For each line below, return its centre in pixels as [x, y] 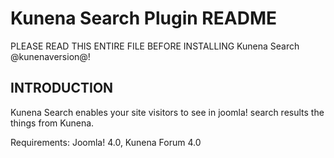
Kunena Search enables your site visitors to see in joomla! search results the [167, 112]
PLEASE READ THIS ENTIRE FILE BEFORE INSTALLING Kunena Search [155, 46]
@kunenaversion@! [50, 56]
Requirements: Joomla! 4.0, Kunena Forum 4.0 [106, 142]
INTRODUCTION [62, 88]
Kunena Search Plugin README [143, 18]
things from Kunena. [52, 123]
